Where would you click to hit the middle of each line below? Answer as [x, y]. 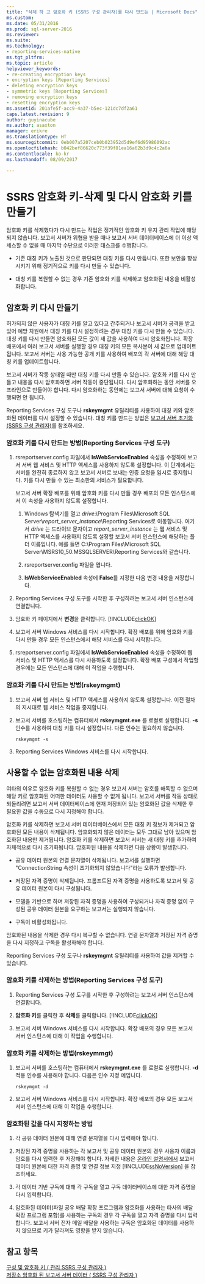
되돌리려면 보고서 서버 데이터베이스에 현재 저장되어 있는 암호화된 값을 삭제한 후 [100, 803]
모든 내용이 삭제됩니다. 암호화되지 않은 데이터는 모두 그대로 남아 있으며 [106, 832]
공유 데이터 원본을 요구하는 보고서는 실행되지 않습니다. [91, 909]
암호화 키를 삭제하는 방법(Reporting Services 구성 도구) [85, 980]
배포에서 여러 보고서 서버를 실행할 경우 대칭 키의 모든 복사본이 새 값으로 [91, 346]
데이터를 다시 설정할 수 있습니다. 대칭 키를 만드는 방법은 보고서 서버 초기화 [105, 418]
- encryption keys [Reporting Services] [59, 80]
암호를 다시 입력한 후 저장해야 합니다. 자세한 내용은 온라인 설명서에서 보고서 [105, 1159]
